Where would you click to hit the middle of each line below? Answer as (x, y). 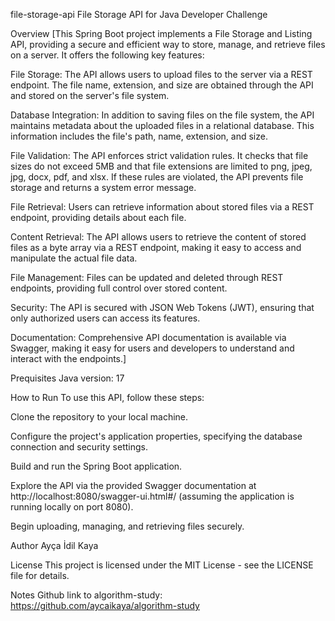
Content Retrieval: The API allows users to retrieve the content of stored (158, 237)
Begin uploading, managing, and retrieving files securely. (127, 526)
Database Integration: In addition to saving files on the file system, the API (162, 115)
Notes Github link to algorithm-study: (86, 595)
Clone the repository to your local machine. (99, 417)
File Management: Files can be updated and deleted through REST (147, 277)
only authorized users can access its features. (105, 318)
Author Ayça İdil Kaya (54, 545)
